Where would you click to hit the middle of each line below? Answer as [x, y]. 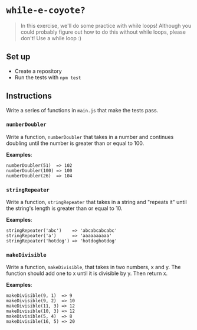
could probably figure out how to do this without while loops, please [103, 32]
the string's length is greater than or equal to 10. [64, 208]
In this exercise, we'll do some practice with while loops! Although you [106, 25]
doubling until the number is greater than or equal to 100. [75, 143]
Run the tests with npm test [48, 77]
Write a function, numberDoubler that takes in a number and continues [90, 137]
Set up [18, 57]
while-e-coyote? [46, 10]
